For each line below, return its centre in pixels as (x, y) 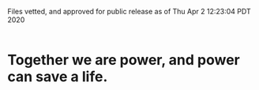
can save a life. (58, 77)
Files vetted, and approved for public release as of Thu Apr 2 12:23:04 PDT (129, 11)
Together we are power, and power (124, 60)
